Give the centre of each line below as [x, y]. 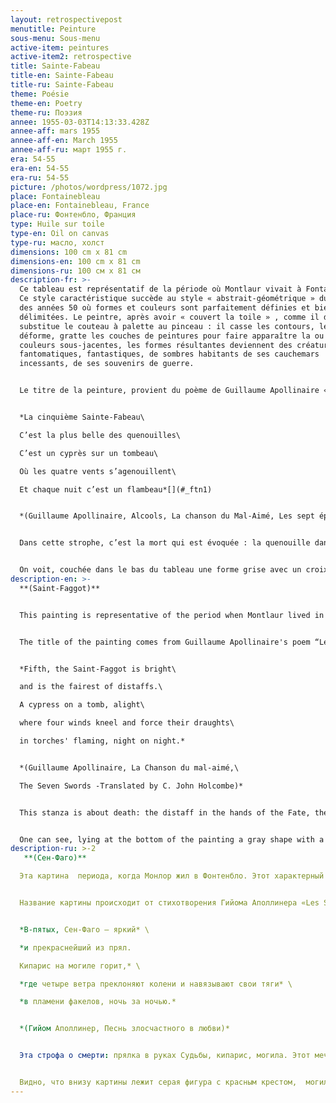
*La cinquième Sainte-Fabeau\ [82, 417]
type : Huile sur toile [57, 224]
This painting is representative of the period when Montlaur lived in [172, 615]
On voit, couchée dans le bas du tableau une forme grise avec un [160, 570]
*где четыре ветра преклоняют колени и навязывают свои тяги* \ [156, 984]
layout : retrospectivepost [66, 19]
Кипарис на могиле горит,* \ [80, 966]
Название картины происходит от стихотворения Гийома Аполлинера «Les [169, 903]
